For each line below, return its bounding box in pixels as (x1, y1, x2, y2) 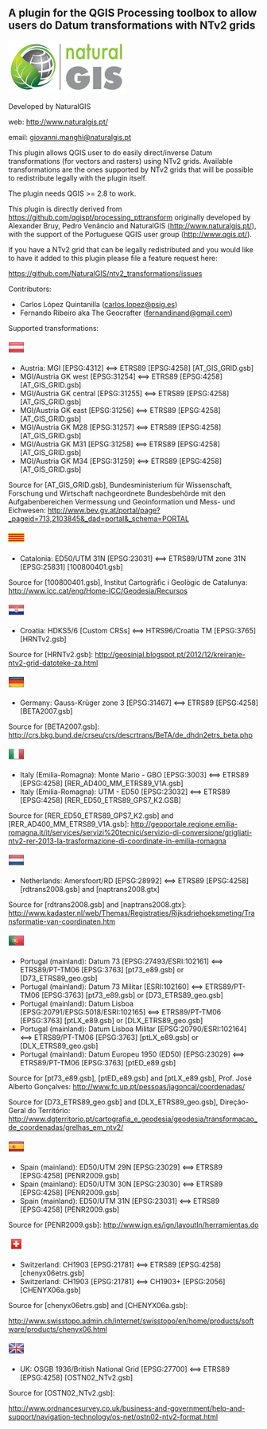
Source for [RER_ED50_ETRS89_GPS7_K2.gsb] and (8, 811, 174, 820)
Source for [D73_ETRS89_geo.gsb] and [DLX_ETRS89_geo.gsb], (8, 1097, 219, 1107)
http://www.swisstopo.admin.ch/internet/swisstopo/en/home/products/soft (8, 1316, 254, 1326)
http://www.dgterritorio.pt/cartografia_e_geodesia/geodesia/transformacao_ (8, 1114, 258, 1123)
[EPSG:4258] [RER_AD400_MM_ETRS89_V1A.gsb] (19, 778, 184, 788)
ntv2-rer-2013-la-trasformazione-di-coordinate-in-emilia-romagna (8, 835, 226, 846)
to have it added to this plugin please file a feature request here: (8, 253, 218, 263)
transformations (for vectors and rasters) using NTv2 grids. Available (8, 156, 233, 165)
